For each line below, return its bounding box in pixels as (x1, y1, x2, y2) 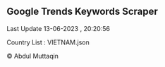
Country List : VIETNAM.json (6, 38, 90, 47)
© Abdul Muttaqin (6, 51, 59, 60)
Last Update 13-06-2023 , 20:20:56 (6, 24, 111, 32)
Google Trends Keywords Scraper (6, 6, 158, 18)
